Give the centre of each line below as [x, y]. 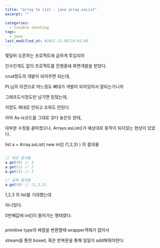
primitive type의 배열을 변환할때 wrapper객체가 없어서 [57, 230]
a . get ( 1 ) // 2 [20, 167]
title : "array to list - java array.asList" [51, 10]
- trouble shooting [29, 27]
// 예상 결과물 [18, 158]
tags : [10, 32]
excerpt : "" [17, 14]
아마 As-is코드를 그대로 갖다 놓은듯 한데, [43, 117]
